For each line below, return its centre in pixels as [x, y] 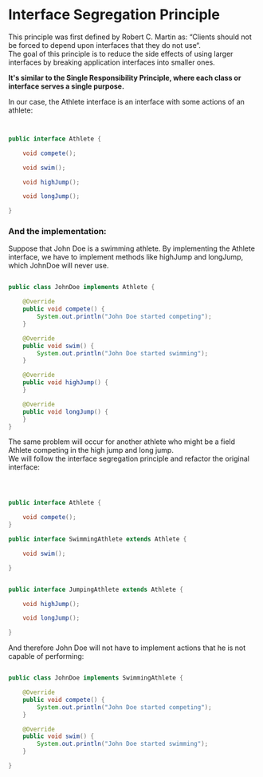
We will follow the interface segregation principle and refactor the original [129, 459]
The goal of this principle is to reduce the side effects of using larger [121, 54]
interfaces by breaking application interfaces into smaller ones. [112, 62]
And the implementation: [57, 232]
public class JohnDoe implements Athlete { [82, 287]
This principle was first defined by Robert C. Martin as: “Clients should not [130, 37]
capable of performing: [46, 656]
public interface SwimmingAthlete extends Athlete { [98, 539]
